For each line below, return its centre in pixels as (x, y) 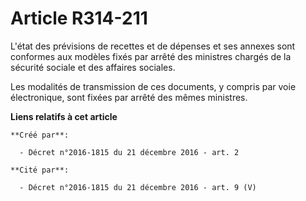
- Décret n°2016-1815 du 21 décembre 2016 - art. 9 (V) (138, 187)
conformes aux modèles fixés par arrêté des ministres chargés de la (151, 56)
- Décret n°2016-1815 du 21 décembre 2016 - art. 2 (129, 152)
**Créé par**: (40, 135)
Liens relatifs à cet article (64, 116)
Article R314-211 (79, 18)
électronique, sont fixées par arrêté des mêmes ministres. (129, 97)
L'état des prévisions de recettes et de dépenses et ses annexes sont (153, 46)
